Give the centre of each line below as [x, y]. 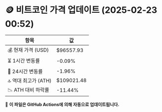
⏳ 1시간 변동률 [24, 60]
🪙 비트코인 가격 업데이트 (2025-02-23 [81, 10]
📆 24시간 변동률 [25, 71]
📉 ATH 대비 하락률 [28, 90]
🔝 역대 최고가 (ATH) [30, 81]
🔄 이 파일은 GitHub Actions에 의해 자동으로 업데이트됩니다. [62, 104]
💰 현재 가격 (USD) [28, 50]
